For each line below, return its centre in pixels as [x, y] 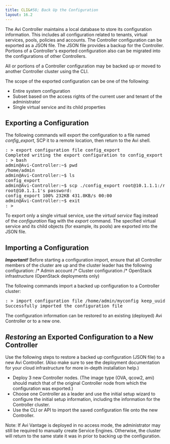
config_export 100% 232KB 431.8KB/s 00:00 [59, 196]
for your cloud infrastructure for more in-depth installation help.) [72, 367]
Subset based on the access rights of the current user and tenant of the [88, 96]
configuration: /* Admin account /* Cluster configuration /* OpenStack [79, 271]
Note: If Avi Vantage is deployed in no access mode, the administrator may [83, 425]
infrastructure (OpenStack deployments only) [52, 276]
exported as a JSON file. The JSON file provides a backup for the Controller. [85, 45]
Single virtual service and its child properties [59, 107]
